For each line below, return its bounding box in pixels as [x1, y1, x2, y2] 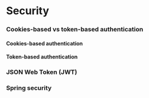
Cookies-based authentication [6, 40, 83, 47]
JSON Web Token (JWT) [6, 68, 77, 76]
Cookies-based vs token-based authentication [6, 25, 144, 34]
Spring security [6, 84, 52, 92]
